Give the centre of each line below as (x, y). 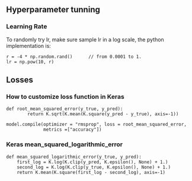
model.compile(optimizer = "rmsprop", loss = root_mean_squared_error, (96, 125)
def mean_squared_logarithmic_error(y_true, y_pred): (74, 157)
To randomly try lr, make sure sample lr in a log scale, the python (85, 39)
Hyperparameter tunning (53, 10)
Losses (20, 80)
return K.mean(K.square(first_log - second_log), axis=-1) (91, 172)
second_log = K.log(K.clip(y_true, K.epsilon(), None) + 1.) (94, 167)
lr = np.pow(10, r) (30, 62)
